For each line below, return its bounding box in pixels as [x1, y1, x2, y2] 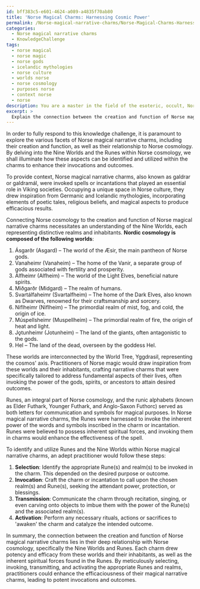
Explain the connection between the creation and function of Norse [11, 114, 185, 120]
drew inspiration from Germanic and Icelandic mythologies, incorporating [6, 192, 186, 199]
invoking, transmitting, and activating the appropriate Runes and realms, [6, 563, 183, 571]
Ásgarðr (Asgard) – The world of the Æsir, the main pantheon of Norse [14, 247, 187, 254]
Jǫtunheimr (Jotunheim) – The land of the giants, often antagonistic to [14, 329, 187, 336]
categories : [6, 25, 36, 32]
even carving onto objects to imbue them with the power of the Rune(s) [14, 502, 190, 509]
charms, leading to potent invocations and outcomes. [6, 577, 137, 584]
